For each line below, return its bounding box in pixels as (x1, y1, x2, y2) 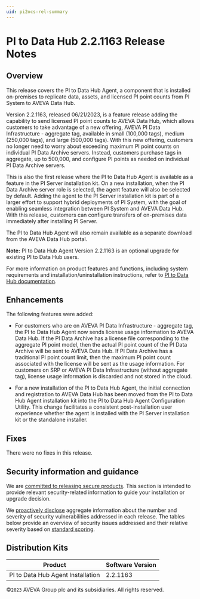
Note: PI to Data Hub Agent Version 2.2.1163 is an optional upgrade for (6, 247, 180, 254)
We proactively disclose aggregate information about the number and (6, 507, 177, 514)
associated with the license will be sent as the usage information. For (14, 360, 185, 368)
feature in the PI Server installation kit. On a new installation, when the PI (6, 180, 184, 187)
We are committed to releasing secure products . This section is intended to (6, 483, 191, 490)
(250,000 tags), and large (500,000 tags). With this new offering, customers (6, 136, 193, 143)
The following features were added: (6, 311, 94, 318)
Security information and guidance (6, 467, 139, 477)
